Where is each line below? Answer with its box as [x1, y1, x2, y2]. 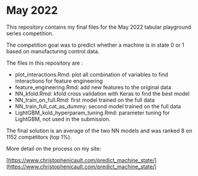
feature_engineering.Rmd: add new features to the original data [14, 83, 172, 90]
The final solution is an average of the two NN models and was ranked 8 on [6, 127, 193, 134]
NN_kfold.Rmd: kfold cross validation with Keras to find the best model [14, 90, 190, 97]
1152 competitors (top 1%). [6, 133, 72, 141]
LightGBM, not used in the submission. [14, 115, 111, 123]
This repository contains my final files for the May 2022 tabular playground [6, 23, 191, 31]
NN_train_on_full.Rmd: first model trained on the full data [14, 96, 155, 104]
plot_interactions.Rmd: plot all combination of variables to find [14, 71, 169, 78]
